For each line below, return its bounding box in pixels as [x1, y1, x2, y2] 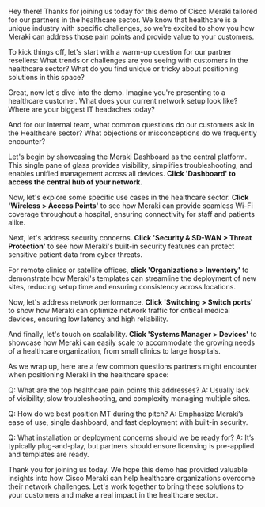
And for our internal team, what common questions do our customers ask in [8, 120, 255, 129]
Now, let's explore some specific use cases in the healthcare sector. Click [8, 193, 249, 202]
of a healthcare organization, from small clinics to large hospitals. [8, 346, 221, 355]
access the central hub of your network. [8, 177, 143, 187]
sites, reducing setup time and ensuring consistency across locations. [8, 282, 236, 291]
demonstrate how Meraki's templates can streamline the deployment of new [8, 274, 257, 283]
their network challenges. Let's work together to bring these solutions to [8, 482, 244, 491]
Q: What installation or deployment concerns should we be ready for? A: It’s [8, 433, 255, 442]
